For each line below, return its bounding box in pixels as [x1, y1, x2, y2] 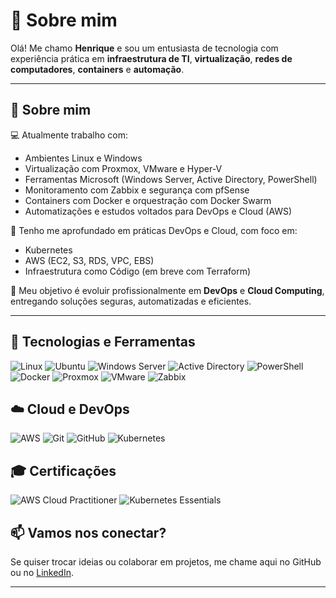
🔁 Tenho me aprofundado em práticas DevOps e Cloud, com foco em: [10, 224, 298, 236]
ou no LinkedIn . [10, 567, 74, 578]
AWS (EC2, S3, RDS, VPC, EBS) [24, 254, 155, 266]
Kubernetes [24, 244, 73, 256]
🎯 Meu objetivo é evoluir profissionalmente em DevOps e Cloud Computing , [10, 284, 325, 296]
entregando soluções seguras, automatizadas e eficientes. [10, 295, 252, 307]
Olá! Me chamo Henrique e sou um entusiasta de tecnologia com [10, 42, 279, 54]
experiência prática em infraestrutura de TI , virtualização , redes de [10, 52, 293, 64]
